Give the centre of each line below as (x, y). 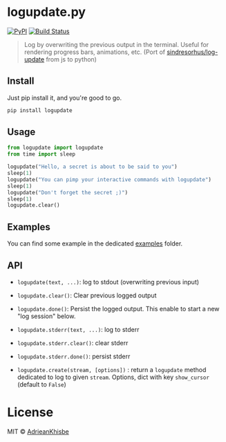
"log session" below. (46, 316)
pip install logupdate (40, 110)
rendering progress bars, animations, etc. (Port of (95, 52)
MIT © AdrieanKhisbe (38, 431)
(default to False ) (42, 384)
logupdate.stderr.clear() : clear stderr (73, 342)
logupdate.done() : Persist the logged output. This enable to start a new (118, 309)
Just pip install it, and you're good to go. (65, 98)
